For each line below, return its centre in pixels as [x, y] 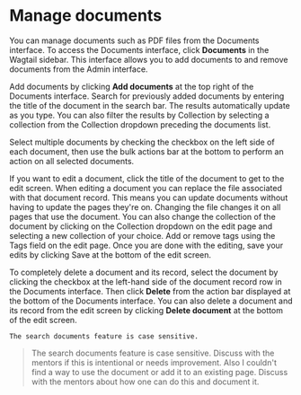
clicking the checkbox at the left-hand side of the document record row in [146, 281]
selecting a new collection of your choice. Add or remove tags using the [142, 235]
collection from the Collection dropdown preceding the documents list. [140, 124]
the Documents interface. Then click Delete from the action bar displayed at [150, 291]
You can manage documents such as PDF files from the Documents [134, 40]
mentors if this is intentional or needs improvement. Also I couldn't [154, 362]
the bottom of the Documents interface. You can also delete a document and [151, 301]
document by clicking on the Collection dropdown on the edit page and [141, 226]
